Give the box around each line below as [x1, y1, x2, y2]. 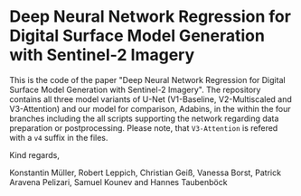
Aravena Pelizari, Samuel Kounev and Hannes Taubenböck [9, 176, 228, 187]
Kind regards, [9, 149, 61, 160]
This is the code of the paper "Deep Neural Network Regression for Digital [9, 74, 287, 85]
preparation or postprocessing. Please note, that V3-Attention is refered [9, 122, 278, 133]
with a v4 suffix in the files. [9, 132, 108, 143]
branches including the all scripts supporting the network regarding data [9, 113, 279, 124]
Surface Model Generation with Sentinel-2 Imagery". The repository [9, 84, 261, 95]
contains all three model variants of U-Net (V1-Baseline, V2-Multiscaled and [9, 93, 292, 105]
